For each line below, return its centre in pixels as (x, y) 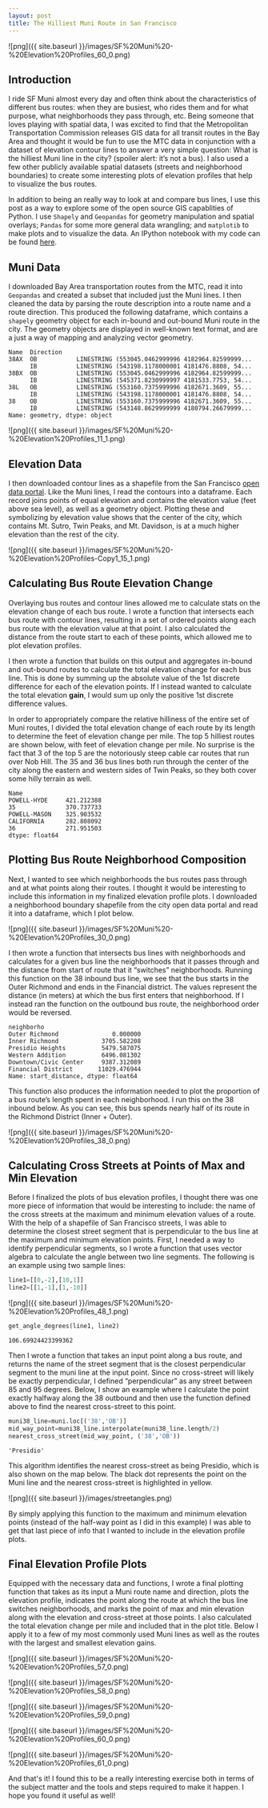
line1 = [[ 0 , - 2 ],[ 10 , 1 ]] (46, 1280)
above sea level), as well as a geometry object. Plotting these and (116, 509)
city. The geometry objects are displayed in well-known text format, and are (133, 329)
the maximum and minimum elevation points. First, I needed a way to (121, 1240)
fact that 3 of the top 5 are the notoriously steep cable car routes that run (129, 753)
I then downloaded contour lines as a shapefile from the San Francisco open (134, 483)
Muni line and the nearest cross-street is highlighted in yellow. (111, 1482)
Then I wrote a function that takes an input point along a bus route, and (125, 1355)
